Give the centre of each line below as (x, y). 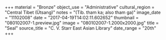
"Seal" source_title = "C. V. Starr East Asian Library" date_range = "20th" (80, 28)
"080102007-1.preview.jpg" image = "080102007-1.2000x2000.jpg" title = (82, 23)
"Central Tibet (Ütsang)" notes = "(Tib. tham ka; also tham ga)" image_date (83, 12)
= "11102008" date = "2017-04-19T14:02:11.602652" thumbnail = (72, 18)
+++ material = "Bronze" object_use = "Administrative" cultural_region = (80, 7)
